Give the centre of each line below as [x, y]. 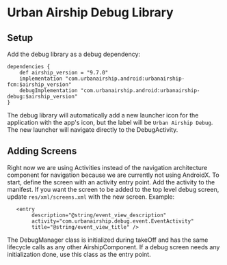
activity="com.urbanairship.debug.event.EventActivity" [113, 221]
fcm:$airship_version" [39, 85]
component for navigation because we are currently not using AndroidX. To [113, 175]
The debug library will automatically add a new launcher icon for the [103, 115]
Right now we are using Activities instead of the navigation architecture [107, 167]
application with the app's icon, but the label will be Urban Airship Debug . [110, 122]
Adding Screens [42, 151]
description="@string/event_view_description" [99, 215]
